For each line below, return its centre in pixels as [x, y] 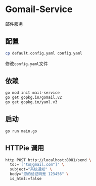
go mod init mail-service [32, 93]
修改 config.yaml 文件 [27, 64]
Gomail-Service [39, 9]
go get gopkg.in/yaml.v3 [31, 102]
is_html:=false [26, 179]
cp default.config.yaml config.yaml [44, 53]
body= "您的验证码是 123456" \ [39, 174]
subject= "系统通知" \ [31, 169]
